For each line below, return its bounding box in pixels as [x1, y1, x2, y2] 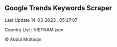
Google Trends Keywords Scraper [4, 4, 112, 12]
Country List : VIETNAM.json [4, 27, 63, 33]
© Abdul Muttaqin [4, 36, 42, 42]
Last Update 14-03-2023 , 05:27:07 [4, 17, 78, 23]
